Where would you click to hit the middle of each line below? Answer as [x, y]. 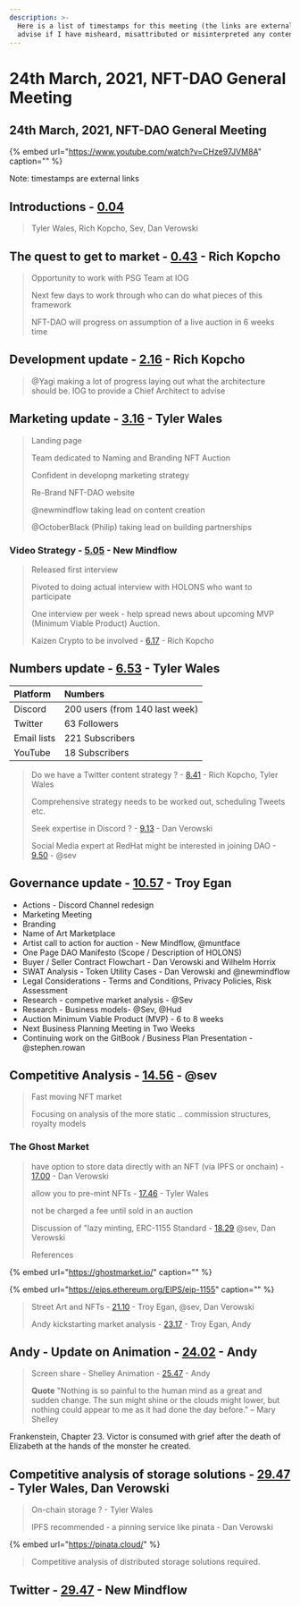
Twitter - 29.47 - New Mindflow [98, 1589]
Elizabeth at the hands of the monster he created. [100, 1446]
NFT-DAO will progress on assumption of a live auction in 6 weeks [153, 322]
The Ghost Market [49, 1147]
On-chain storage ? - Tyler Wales [92, 1510]
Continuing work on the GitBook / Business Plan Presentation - [137, 1037]
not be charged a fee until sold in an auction [112, 1210]
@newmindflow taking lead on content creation [118, 510]
